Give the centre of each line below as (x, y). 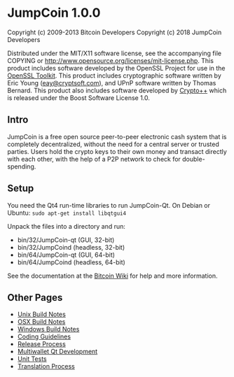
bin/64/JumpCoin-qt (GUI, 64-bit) (66, 255)
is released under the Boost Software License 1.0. (79, 98)
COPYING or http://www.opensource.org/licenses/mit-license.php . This (110, 60)
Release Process (42, 344)
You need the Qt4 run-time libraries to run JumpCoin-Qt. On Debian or (109, 205)
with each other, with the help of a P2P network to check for (94, 159)
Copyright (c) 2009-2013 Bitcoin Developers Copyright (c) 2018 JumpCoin (115, 32)
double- (193, 159)
